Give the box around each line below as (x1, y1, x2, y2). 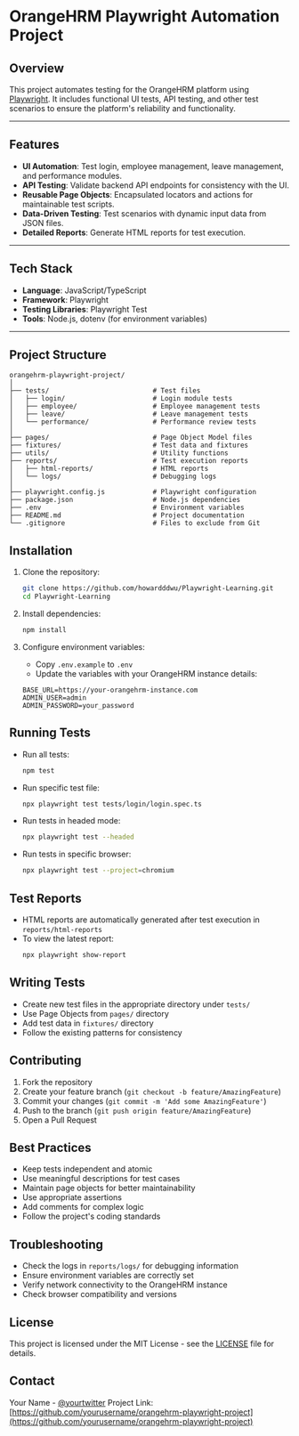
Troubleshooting (9, 1237, 104, 1252)
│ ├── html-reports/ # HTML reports (9, 465, 209, 474)
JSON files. (21, 217, 64, 228)
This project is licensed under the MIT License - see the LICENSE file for (9, 1338, 274, 1349)
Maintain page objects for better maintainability (21, 1182, 196, 1194)
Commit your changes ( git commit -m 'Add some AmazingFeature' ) (21, 1095, 267, 1106)
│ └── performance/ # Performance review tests (9, 418, 256, 426)
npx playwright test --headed (21, 832, 135, 842)
